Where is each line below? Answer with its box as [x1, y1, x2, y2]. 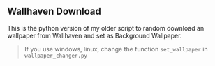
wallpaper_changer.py [24, 52, 87, 59]
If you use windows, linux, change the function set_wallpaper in [24, 44, 208, 53]
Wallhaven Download [7, 6, 101, 17]
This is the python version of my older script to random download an [7, 24, 205, 32]
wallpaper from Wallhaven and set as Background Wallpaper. [7, 31, 182, 40]
